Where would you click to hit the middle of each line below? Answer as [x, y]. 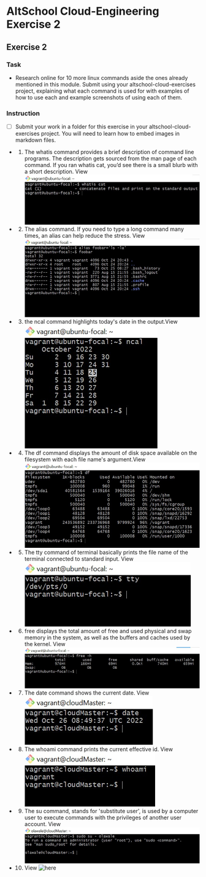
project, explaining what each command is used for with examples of [102, 91]
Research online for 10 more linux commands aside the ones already [101, 77]
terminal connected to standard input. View [79, 559]
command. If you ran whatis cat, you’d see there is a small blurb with [111, 165]
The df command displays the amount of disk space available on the [111, 453]
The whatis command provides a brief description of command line [109, 152]
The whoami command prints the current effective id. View [99, 749]
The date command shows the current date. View [87, 693]
